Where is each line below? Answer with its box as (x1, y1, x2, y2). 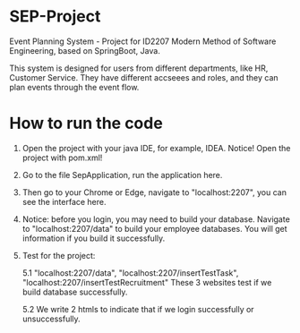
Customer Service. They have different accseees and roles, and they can (9, 72, 279, 82)
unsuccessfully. (21, 313, 81, 324)
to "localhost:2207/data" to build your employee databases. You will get (21, 223, 288, 234)
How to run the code (9, 114, 163, 133)
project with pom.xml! (21, 152, 103, 163)
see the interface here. (21, 196, 107, 207)
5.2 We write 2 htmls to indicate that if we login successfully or (21, 303, 254, 314)
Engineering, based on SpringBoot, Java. (9, 45, 161, 55)
